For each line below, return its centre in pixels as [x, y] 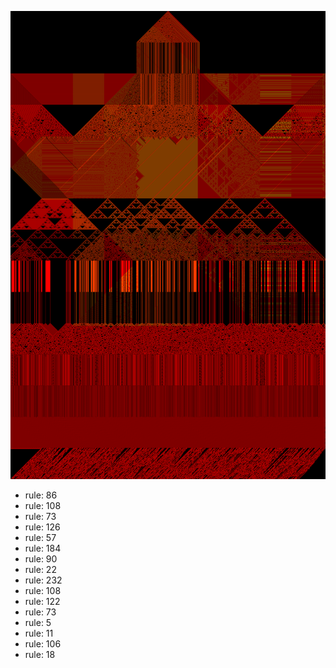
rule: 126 [42, 527]
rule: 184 [43, 548]
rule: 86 [41, 495]
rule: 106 [43, 644]
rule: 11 [39, 633]
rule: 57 [40, 538]
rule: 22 [40, 570]
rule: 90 [41, 559]
